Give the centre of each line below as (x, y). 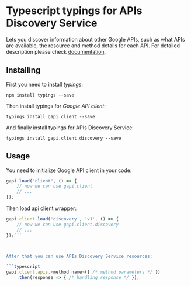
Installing (23, 70)
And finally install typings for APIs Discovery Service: (70, 128)
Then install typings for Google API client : (56, 106)
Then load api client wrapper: (41, 208)
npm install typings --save (40, 95)
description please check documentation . (56, 51)
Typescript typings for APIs (74, 11)
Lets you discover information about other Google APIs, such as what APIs (95, 39)
